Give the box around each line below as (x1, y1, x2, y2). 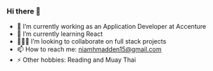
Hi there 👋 (6, 6, 41, 16)
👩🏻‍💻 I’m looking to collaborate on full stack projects (16, 37, 167, 46)
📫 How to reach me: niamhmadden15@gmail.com (16, 45, 162, 53)
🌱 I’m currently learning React (16, 30, 103, 38)
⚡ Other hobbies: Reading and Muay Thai (16, 56, 136, 64)
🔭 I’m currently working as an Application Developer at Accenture (16, 22, 207, 31)
